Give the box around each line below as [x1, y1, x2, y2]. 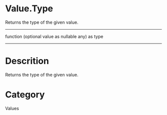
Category [5, 89, 45, 100]
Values [5, 105, 19, 111]
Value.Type [5, 3, 53, 14]
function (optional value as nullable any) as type [5, 33, 103, 39]
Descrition [5, 55, 49, 67]
